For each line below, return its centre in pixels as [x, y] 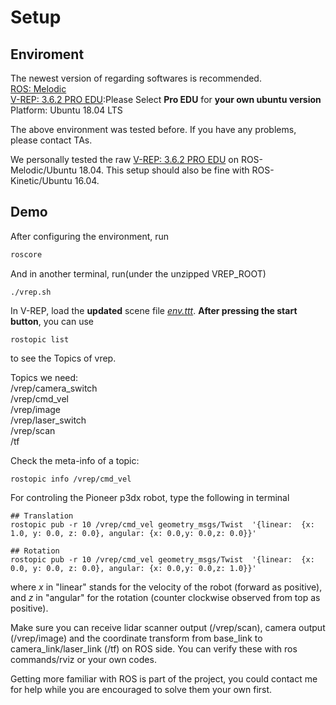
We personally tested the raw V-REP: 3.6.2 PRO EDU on [124, 159]
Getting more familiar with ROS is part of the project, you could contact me [164, 678]
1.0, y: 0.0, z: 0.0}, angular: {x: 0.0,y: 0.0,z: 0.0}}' [133, 533]
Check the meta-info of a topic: [75, 460]
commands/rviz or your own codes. [83, 659]
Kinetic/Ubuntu [41, 180]
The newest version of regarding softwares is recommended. [136, 78]
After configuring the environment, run [90, 236]
